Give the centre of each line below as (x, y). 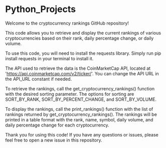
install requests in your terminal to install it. (49, 58)
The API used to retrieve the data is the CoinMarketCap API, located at (78, 68)
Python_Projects (41, 9)
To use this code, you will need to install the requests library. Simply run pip (83, 53)
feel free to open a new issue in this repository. (54, 140)
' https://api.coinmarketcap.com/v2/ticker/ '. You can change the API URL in (82, 73)
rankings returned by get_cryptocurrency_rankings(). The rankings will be (81, 114)
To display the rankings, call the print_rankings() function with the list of (79, 109)
